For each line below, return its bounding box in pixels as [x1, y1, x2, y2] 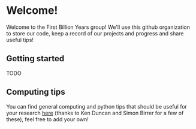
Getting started [6, 53, 65, 64]
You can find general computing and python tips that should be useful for [6, 103, 188, 110]
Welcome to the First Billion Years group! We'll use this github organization [6, 23, 190, 31]
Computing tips [6, 87, 65, 97]
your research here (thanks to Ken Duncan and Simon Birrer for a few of [6, 109, 184, 116]
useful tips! [6, 36, 34, 43]
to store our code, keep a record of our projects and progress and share [6, 29, 184, 37]
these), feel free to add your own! [6, 115, 89, 123]
